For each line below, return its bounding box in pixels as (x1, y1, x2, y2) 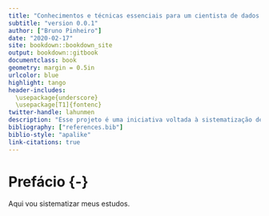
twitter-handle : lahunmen (8, 109, 94, 117)
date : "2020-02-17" (8, 34, 74, 42)
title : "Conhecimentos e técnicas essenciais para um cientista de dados (8, 11, 260, 20)
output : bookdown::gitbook (8, 49, 98, 57)
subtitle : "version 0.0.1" (8, 19, 98, 27)
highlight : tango (8, 78, 66, 86)
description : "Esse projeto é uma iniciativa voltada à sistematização (8, 116, 252, 124)
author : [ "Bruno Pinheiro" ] (8, 26, 102, 34)
